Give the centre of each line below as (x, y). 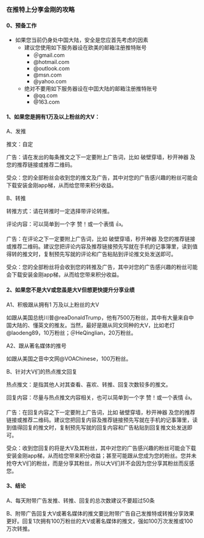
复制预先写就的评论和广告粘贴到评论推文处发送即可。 (110, 254)
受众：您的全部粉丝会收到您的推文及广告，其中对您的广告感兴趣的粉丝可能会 (102, 178)
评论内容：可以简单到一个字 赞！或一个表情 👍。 (66, 224)
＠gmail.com (49, 55)
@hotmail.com (51, 62)
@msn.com (47, 75)
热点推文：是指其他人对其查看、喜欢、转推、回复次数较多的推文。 (89, 384)
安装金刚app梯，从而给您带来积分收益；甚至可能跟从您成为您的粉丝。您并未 (102, 455)
